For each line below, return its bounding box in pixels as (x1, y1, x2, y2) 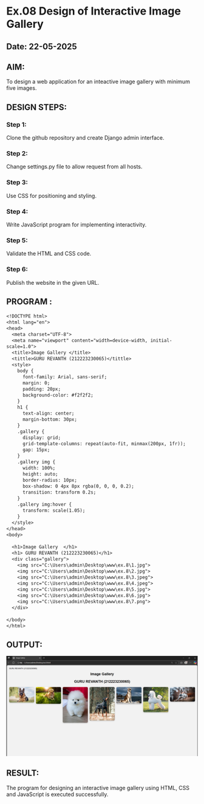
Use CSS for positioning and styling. (6, 192, 97, 199)
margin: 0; (22, 380, 50, 386)
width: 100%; (22, 465, 56, 471)
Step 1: (6, 120, 27, 129)
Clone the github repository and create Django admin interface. (6, 134, 165, 141)
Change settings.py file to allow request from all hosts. (6, 163, 143, 171)
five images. (6, 84, 37, 92)
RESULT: (6, 768, 39, 778)
